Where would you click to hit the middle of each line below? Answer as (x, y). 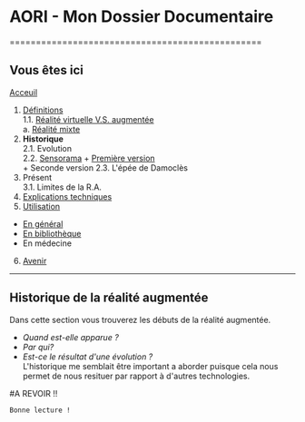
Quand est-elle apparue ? (71, 337)
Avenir (34, 260)
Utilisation (41, 206)
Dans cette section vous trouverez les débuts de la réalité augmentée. (140, 319)
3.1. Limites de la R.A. (62, 187)
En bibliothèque (52, 233)
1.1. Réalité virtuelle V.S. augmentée (88, 119)
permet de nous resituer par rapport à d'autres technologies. (136, 376)
